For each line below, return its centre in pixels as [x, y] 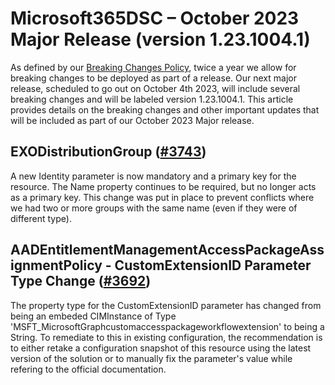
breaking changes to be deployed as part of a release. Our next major [153, 78]
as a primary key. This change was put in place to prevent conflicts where [162, 197]
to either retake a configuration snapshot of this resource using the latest [161, 348]
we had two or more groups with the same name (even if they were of [154, 208]
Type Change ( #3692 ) [81, 281]
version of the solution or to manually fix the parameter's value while [151, 358]
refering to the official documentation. [88, 369]
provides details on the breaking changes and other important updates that [165, 109]
